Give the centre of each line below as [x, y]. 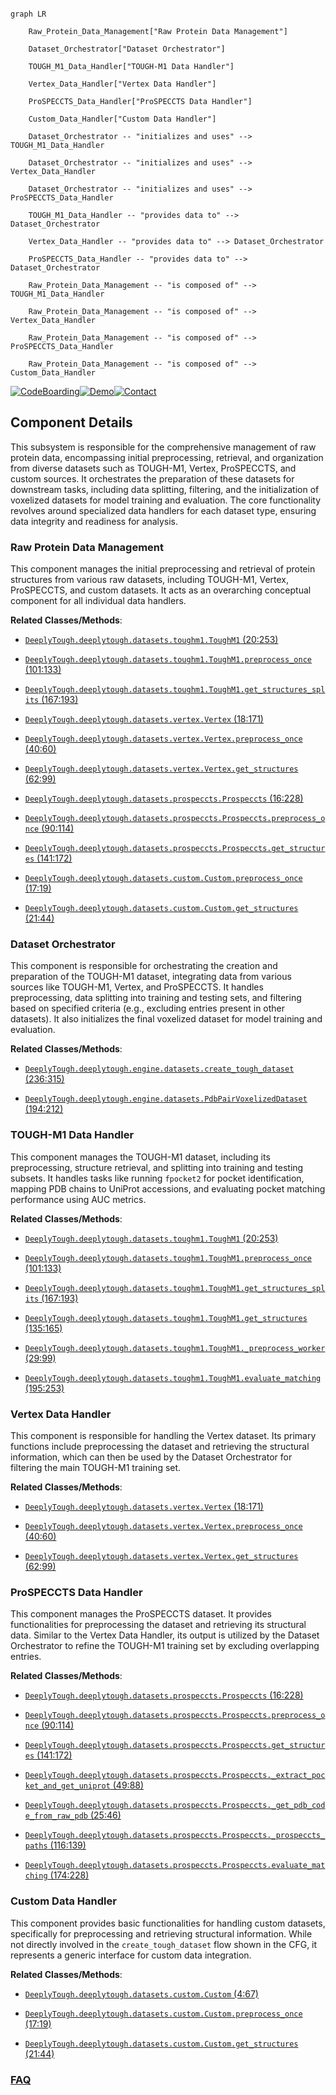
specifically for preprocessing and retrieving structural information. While [161, 1933]
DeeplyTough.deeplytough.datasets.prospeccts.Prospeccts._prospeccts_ [175, 1836]
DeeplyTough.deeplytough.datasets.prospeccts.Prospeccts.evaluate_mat [175, 1866]
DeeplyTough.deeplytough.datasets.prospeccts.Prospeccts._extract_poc [175, 1776]
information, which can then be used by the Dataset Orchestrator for [151, 1457]
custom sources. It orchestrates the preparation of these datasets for [152, 478]
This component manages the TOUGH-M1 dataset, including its [140, 1157]
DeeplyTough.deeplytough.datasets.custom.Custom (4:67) [141, 1993]
